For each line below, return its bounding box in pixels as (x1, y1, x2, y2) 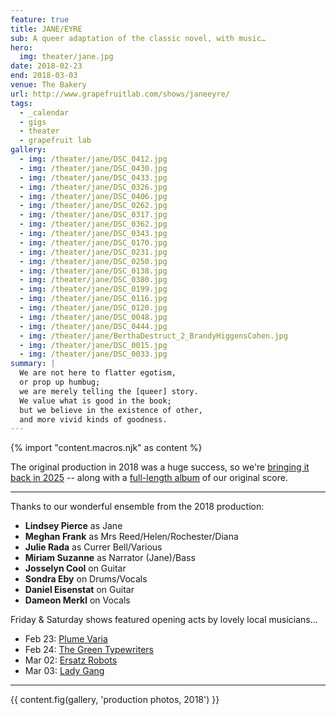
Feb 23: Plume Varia (24, 633, 108, 645)
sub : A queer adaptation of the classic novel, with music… (10, 33, 267, 43)
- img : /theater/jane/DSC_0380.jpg (19, 275, 168, 285)
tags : (10, 98, 33, 108)
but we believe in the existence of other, (19, 405, 203, 415)
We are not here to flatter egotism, (19, 368, 177, 378)
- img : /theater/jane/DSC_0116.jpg (19, 294, 168, 304)
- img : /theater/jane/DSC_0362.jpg (19, 219, 168, 230)
